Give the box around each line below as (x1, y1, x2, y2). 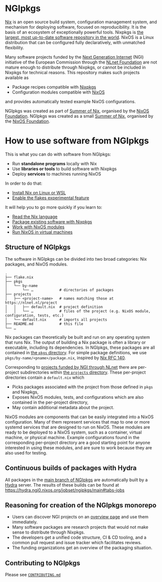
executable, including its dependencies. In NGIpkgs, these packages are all (5, 345, 155, 350)
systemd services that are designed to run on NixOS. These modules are (5, 424, 150, 430)
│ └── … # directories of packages (5, 287, 114, 292)
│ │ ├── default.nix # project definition (5, 304, 103, 309)
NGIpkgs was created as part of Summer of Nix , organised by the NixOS (5, 108, 149, 114)
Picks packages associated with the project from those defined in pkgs (12, 384, 153, 390)
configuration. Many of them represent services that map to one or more (5, 419, 150, 425)
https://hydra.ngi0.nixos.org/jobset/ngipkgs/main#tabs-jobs (5, 487, 125, 493)
